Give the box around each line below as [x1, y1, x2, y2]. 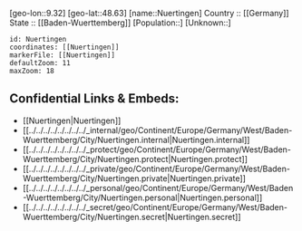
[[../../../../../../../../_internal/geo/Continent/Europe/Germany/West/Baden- [22, 124, 293, 135]
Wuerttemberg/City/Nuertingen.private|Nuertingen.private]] [22, 172, 247, 184]
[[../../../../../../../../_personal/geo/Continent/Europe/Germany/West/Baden [22, 182, 294, 193]
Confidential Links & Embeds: [9, 91, 180, 107]
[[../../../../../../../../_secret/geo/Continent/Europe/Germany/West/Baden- [22, 201, 288, 212]
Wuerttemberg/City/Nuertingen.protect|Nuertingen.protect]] [22, 153, 248, 164]
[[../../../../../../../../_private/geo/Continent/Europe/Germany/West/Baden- [22, 163, 290, 174]
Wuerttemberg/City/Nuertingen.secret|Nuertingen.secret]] [22, 211, 242, 222]
